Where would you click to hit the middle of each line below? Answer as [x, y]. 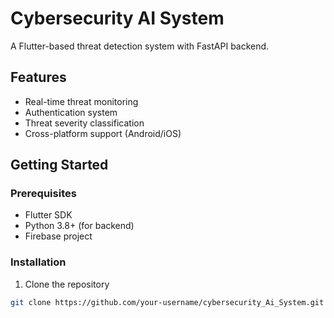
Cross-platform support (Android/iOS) [103, 133]
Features [38, 77]
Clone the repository [67, 284]
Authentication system [71, 112]
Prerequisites [43, 194]
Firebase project [58, 236]
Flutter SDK [48, 215]
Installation [38, 262]
